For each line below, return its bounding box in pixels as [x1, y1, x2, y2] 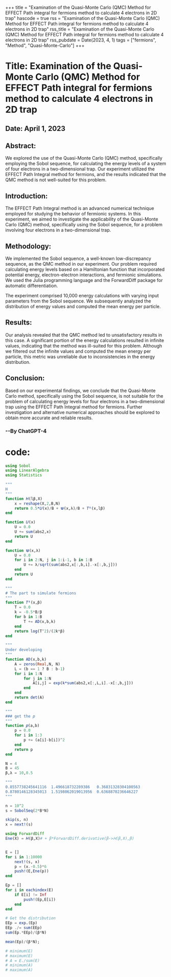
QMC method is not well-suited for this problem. [5, 177, 107, 183]
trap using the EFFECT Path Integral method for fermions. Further [5, 404, 143, 410]
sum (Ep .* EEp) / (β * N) [5, 930, 47, 935]
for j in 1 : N [23, 676, 52, 681]
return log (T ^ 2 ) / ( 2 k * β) [14, 628, 65, 634]
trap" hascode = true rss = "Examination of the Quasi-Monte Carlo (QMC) [5, 15, 160, 21]
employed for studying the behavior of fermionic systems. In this [5, 211, 141, 217]
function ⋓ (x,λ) [5, 548, 41, 553]
